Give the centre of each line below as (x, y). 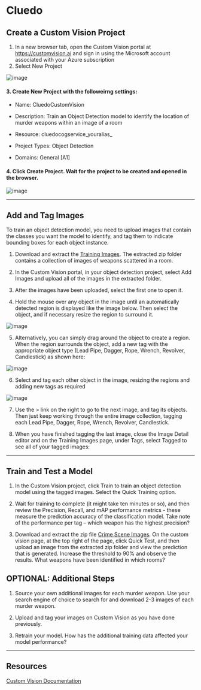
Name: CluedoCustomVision (50, 105)
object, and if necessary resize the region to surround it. (84, 315)
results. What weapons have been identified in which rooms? (90, 560)
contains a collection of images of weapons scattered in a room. (94, 261)
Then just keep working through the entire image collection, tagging (98, 416)
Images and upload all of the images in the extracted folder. (88, 279)
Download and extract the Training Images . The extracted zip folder (98, 254)
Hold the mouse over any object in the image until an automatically (97, 302)
